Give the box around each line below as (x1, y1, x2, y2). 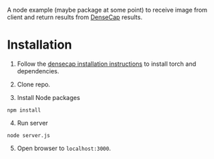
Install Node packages (16, 93, 81, 101)
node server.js (7, 132, 51, 139)
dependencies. (16, 66, 59, 75)
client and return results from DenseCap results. (7, 13, 143, 21)
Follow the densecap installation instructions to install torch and (16, 60, 197, 68)
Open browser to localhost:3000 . (16, 144, 111, 152)
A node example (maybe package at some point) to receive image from (7, 6, 208, 14)
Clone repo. (16, 80, 51, 88)
